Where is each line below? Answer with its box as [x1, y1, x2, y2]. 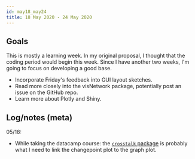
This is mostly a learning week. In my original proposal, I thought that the [6, 52, 185, 60]
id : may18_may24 [6, 8, 47, 15]
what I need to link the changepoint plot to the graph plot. [14, 146, 157, 154]
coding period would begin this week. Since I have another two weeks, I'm [6, 58, 190, 66]
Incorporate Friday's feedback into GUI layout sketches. [14, 76, 153, 83]
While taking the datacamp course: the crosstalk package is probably [14, 140, 188, 147]
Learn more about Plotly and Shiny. [14, 95, 102, 102]
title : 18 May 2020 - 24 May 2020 [6, 14, 93, 20]
